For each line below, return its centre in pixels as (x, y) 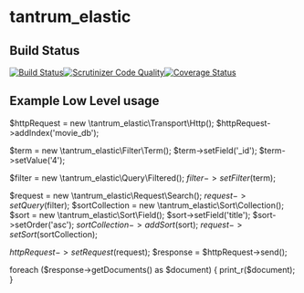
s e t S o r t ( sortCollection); (54, 234)
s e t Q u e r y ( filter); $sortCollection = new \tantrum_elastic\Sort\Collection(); (147, 205)
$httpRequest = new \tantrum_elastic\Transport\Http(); (112, 123)
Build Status (45, 51)
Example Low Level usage (84, 101)
